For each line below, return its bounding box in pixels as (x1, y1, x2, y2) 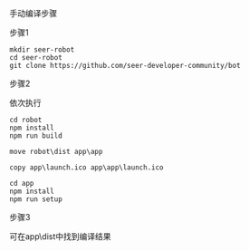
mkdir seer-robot (9, 45, 75, 54)
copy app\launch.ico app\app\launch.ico (9, 163, 165, 172)
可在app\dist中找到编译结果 (9, 231, 111, 242)
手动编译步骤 (9, 8, 57, 18)
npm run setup (9, 195, 63, 204)
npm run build (9, 131, 63, 140)
